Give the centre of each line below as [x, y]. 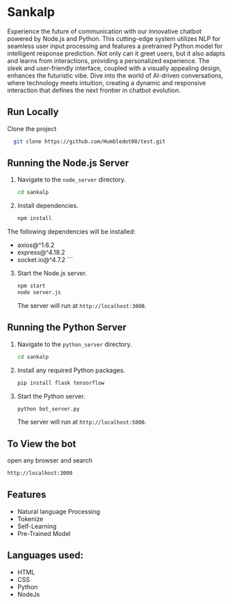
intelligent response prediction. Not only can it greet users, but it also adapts [116, 53]
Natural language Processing [59, 511]
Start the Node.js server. [52, 273]
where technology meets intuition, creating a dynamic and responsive [107, 83]
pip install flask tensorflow [61, 383]
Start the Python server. [51, 396]
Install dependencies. [48, 206]
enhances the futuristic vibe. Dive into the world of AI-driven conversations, [115, 75]
